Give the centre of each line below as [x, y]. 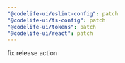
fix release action [32, 53]
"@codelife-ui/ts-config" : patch [56, 20]
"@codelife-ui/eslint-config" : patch [63, 14]
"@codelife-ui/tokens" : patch [52, 27]
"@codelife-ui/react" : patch [50, 33]
